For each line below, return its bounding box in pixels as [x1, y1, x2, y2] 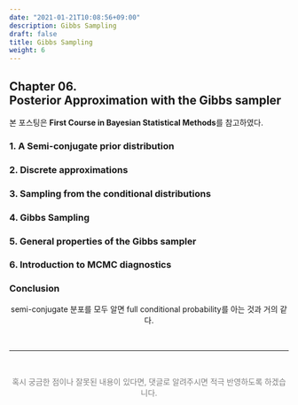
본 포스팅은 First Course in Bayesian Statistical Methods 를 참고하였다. [9, 117, 263, 128]
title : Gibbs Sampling [9, 37, 93, 47]
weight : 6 [9, 46, 46, 55]
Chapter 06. [9, 79, 77, 94]
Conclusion [9, 283, 60, 295]
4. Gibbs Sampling [9, 211, 90, 223]
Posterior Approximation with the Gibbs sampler [9, 92, 282, 107]
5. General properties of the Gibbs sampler [9, 235, 197, 247]
